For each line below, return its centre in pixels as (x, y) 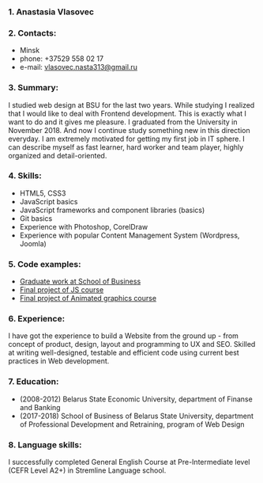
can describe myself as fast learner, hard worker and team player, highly (126, 147)
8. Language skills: (45, 444)
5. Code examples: (45, 264)
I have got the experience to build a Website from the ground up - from (124, 336)
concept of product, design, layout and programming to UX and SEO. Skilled (132, 344)
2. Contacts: (32, 32)
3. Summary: (34, 88)
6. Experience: (37, 319)
